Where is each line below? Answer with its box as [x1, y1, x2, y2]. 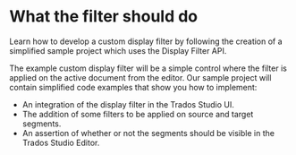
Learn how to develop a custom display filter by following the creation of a [9, 36, 283, 47]
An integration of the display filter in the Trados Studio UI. [21, 99, 235, 109]
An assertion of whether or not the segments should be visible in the [21, 127, 275, 138]
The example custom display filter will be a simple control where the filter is [9, 63, 288, 73]
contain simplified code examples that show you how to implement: [9, 82, 258, 92]
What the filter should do [9, 6, 199, 27]
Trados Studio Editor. [21, 137, 100, 148]
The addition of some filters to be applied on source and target [21, 108, 254, 119]
